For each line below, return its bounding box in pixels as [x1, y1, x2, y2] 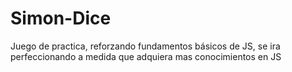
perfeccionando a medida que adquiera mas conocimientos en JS [10, 50, 282, 62]
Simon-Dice [10, 7, 112, 30]
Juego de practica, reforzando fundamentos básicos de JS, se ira [10, 40, 281, 52]
